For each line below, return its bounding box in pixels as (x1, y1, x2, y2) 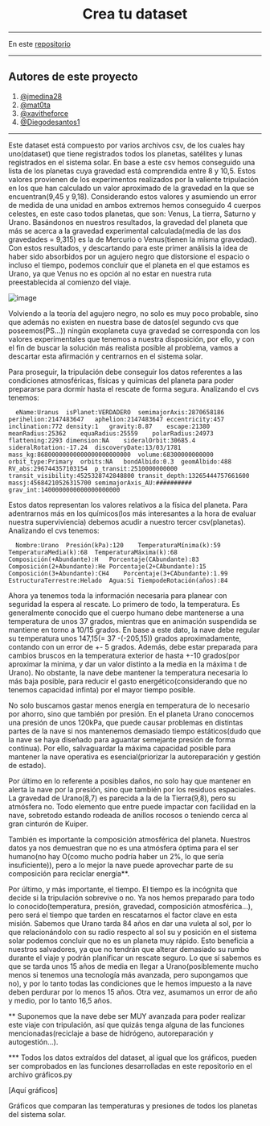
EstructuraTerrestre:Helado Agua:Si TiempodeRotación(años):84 (8, 576, 228, 584)
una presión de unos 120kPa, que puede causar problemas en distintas (8, 717, 243, 727)
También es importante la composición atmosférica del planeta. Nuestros (8, 834, 251, 844)
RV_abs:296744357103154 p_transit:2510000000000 (8, 464, 178, 472)
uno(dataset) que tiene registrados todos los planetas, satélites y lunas (8, 148, 243, 158)
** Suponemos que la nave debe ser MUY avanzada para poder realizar (8, 1011, 246, 1020)
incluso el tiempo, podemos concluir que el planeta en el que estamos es (8, 260, 251, 270)
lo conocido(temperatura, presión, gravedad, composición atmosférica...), (8, 901, 253, 911)
